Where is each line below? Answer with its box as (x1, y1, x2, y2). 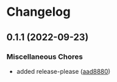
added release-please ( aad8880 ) (16, 67, 111, 75)
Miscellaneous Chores (6, 52, 83, 61)
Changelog (6, 4, 71, 20)
